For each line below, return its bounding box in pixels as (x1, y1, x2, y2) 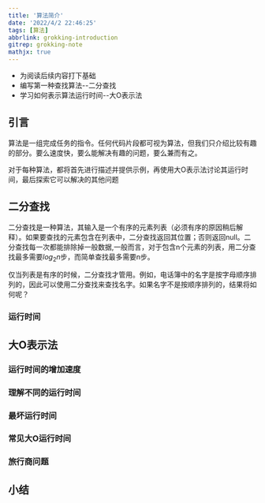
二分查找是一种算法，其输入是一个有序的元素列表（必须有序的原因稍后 (8, 222, 237, 232)
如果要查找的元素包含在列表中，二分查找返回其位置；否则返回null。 (24, 232, 244, 241)
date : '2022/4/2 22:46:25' (8, 19, 97, 27)
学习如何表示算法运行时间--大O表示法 (19, 91, 143, 99)
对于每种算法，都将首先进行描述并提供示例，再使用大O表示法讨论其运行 (8, 165, 242, 174)
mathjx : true (8, 48, 51, 56)
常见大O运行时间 (8, 433, 72, 444)
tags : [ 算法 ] (8, 26, 49, 34)
